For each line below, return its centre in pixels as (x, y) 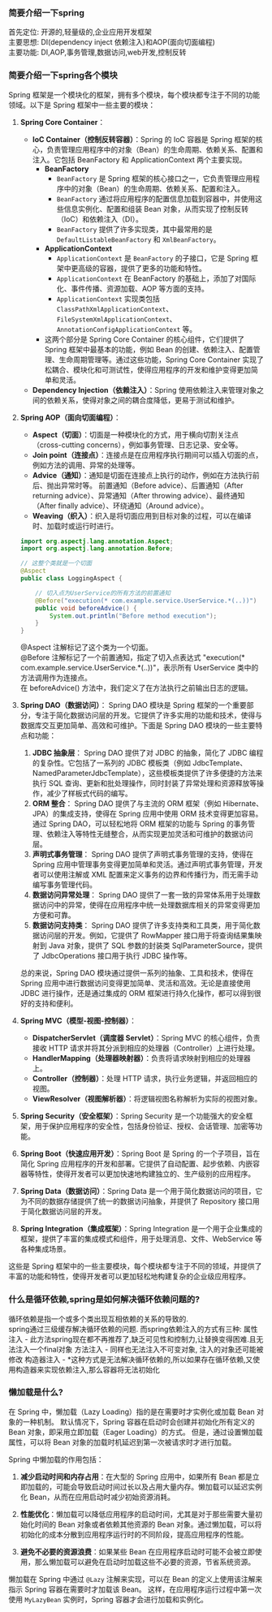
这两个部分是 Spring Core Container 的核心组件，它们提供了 (145, 339)
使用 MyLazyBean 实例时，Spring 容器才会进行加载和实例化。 (108, 1599)
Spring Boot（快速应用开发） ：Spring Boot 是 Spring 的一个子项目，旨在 (140, 1153)
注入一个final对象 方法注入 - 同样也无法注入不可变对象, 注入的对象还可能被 (139, 1349)
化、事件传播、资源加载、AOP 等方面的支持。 (132, 288)
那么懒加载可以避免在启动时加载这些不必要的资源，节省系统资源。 (145, 1562)
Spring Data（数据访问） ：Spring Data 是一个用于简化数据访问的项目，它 (141, 1192)
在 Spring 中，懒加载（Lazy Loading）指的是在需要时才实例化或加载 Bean (132, 1412)
